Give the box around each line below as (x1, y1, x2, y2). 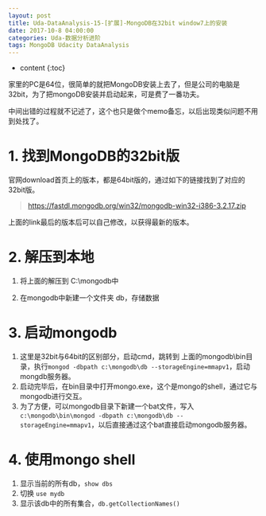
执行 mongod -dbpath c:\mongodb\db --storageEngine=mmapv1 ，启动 (33, 362, 250, 371)
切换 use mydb (19, 488, 65, 498)
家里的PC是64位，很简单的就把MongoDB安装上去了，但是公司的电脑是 (8, 80, 241, 89)
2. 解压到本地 (8, 248, 94, 267)
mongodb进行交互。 (19, 391, 87, 401)
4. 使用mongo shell (8, 451, 136, 469)
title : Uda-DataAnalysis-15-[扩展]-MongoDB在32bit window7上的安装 (8, 19, 228, 27)
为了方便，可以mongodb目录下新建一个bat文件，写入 (19, 401, 195, 411)
